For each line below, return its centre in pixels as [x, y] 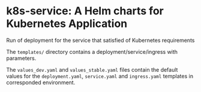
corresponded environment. [41, 82]
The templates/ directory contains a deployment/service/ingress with [92, 51]
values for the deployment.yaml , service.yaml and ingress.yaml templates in [100, 76]
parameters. [21, 58]
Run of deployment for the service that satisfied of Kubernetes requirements [100, 40]
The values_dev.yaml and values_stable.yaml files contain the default [92, 69]
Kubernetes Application [67, 24]
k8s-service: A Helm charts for [85, 11]
